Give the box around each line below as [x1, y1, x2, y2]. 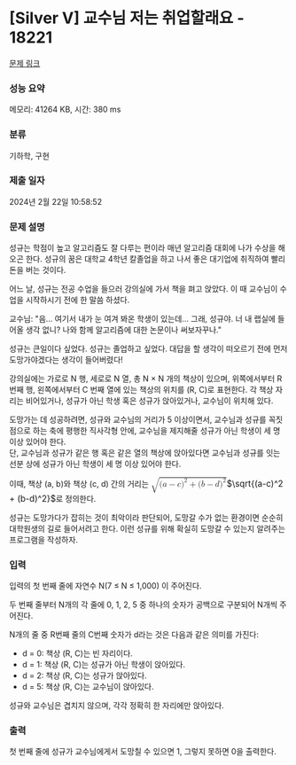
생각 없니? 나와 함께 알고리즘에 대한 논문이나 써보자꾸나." [25, 324, 222, 335]
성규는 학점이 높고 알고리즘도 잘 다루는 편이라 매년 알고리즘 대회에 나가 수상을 [9, 243, 277, 254]
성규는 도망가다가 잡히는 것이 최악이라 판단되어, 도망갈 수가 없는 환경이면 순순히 [9, 511, 284, 523]
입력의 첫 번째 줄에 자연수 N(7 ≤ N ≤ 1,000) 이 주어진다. [9, 581, 202, 591]
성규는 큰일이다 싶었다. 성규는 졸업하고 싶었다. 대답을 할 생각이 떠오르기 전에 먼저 [9, 343, 288, 355]
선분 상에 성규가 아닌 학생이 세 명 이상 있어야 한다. [9, 458, 182, 470]
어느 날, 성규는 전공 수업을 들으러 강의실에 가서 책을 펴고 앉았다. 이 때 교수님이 [9, 284, 278, 294]
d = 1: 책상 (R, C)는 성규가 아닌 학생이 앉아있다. [21, 660, 186, 670]
